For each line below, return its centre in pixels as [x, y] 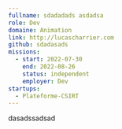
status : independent [56, 74]
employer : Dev [45, 81]
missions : [24, 52]
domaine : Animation [40, 30]
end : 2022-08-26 [49, 67]
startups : [24, 88]
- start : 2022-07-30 [49, 60]
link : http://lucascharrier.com [61, 37]
